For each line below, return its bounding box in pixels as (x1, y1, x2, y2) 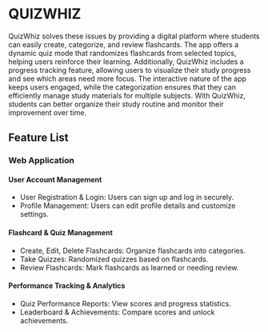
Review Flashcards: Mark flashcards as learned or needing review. (19, 262, 239, 272)
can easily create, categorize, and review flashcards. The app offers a (8, 39, 239, 49)
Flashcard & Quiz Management (8, 228, 114, 238)
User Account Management (8, 174, 102, 184)
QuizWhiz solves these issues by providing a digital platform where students (8, 31, 260, 41)
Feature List (8, 131, 69, 145)
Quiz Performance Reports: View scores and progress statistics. (19, 298, 232, 308)
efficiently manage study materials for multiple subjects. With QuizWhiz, (8, 90, 246, 100)
